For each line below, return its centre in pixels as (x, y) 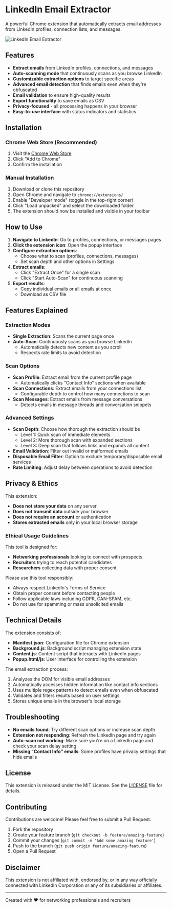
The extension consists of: (33, 633)
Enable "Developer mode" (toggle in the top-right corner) (73, 200)
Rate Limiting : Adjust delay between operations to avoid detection (82, 467)
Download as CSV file (43, 294)
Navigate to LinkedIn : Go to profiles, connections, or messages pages (87, 239)
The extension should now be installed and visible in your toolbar (81, 211)
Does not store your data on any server (55, 506)
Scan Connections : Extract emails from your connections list (77, 388)
